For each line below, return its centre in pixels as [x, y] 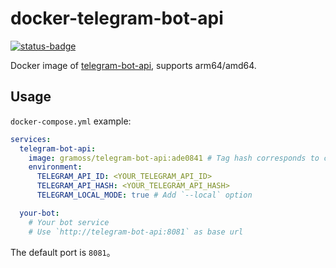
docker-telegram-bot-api [117, 18]
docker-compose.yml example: [71, 121]
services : [31, 139]
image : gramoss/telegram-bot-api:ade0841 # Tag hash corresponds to [174, 158]
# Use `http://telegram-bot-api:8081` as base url [136, 232]
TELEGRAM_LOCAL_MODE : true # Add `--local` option [144, 195]
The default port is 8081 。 [63, 252]
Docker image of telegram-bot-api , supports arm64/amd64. [133, 65]
